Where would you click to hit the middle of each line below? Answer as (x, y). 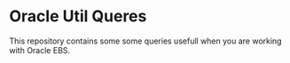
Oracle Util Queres (78, 16)
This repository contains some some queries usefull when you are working (145, 41)
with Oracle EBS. (40, 50)
